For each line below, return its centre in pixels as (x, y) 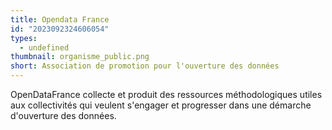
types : (24, 38)
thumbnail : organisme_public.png (80, 57)
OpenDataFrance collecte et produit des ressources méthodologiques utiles (166, 94)
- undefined (44, 47)
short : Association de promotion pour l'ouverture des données (145, 66)
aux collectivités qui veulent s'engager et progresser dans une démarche (161, 105)
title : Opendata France (60, 19)
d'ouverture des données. (63, 115)
